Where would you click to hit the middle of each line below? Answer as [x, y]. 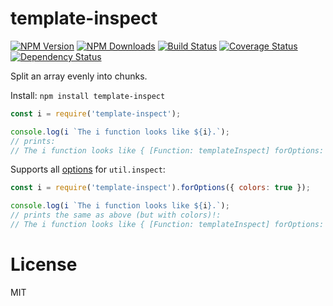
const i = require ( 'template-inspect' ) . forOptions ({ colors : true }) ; [160, 188]
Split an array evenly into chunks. [79, 76]
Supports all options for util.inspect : [88, 169]
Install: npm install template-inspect [88, 95]
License [44, 264]
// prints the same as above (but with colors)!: [116, 215]
